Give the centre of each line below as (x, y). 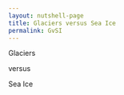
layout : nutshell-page (46, 16)
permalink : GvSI (35, 30)
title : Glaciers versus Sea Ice (62, 23)
